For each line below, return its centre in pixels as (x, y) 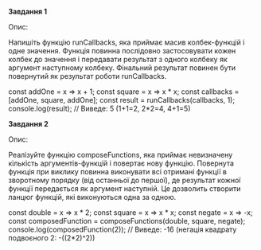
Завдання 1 (28, 12)
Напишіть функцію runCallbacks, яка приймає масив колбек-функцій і (127, 42)
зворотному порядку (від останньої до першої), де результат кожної (125, 180)
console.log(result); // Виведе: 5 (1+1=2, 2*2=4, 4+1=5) (99, 108)
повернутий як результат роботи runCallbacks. (88, 76)
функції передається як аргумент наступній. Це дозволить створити (125, 189)
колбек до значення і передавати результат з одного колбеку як (118, 59)
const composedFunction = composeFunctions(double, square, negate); (127, 221)
